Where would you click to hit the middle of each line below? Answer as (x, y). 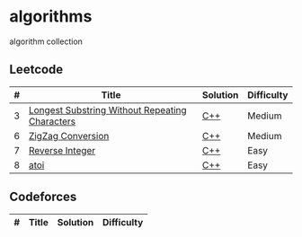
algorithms (51, 17)
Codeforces (43, 197)
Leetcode (36, 70)
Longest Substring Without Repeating (107, 110)
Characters (52, 121)
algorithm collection (46, 41)
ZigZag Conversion (69, 136)
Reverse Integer (62, 150)
